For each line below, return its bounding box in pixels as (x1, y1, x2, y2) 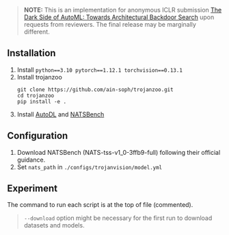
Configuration (7, 130, 68, 142)
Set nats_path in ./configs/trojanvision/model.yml (16, 162, 163, 171)
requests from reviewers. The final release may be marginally (23, 21, 197, 28)
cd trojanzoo (16, 92, 55, 99)
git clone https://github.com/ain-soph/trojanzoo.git (16, 86, 174, 93)
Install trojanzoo (16, 73, 63, 81)
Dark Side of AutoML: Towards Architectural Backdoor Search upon (23, 13, 215, 21)
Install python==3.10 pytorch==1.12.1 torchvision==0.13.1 (16, 65, 183, 74)
